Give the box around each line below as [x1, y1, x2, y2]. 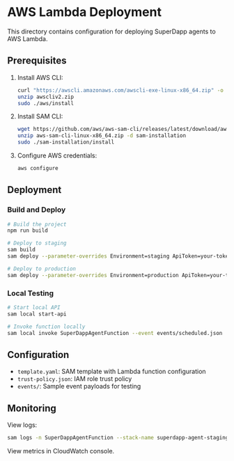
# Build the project [7, 221, 68, 228]
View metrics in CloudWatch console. [7, 446, 115, 455]
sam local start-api [7, 311, 68, 318]
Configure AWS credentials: [17, 151, 97, 159]
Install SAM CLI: [17, 112, 63, 120]
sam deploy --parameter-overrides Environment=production [7, 272, 179, 279]
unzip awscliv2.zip [17, 93, 75, 100]
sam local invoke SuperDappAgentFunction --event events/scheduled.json [7, 329, 223, 336]
